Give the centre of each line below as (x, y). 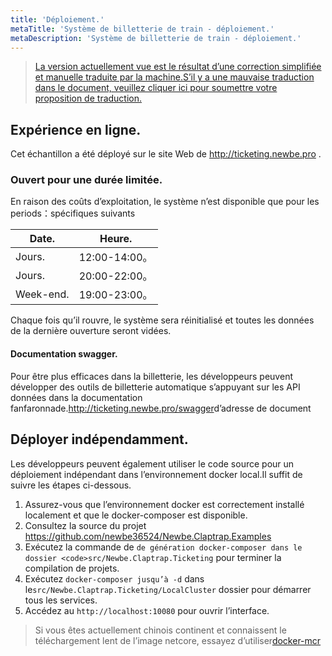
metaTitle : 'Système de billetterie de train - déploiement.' (142, 29)
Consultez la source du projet (85, 525)
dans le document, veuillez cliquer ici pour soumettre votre (156, 88)
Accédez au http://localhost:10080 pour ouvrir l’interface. (147, 610)
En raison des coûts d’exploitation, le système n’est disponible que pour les (165, 202)
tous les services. (61, 600)
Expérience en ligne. (76, 129)
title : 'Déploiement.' (57, 19)
